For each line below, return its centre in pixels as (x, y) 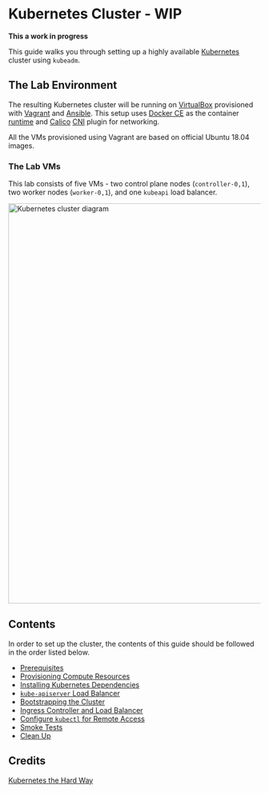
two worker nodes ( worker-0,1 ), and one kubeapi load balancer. (113, 192)
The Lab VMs (35, 166)
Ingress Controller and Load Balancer (81, 710)
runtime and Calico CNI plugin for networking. (84, 122)
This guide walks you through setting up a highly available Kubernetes (124, 51)
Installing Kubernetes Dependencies (80, 684)
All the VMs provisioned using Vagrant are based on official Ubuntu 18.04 (129, 137)
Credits (27, 761)
